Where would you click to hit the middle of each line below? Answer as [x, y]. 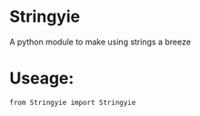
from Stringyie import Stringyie [73, 102]
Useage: [42, 78]
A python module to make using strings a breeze [100, 42]
